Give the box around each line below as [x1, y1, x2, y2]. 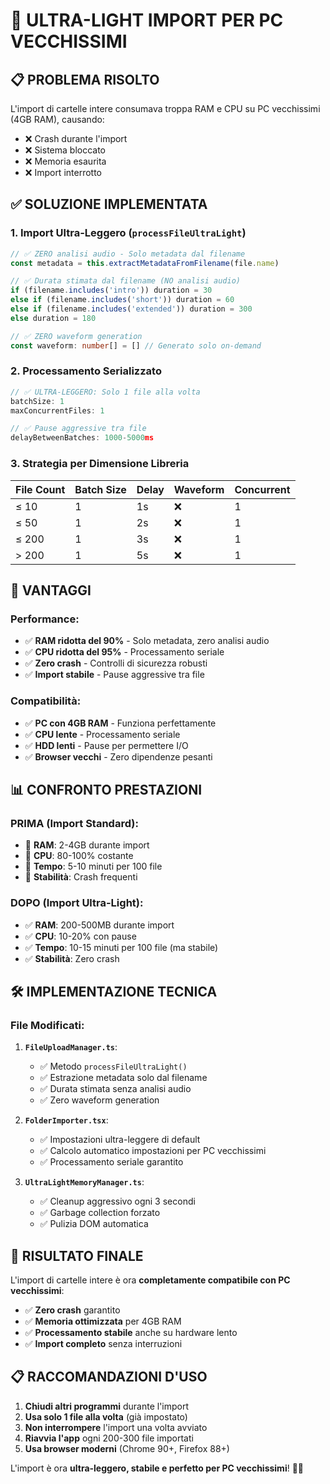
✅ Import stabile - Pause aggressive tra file [24, 669, 205, 681]
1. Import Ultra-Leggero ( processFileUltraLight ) [10, 226, 247, 240]
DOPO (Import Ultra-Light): [10, 896, 144, 910]
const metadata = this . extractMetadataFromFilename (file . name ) [10, 258, 280, 268]
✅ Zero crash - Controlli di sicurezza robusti [24, 657, 208, 669]
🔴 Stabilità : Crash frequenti [24, 871, 138, 883]
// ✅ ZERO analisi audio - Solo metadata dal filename [10, 249, 246, 259]
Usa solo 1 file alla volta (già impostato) [24, 1410, 188, 1423]
